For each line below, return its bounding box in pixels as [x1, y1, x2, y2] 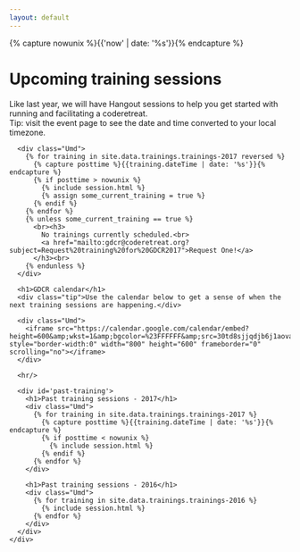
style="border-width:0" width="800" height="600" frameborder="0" [9, 339, 262, 348]
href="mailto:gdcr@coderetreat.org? [53, 238, 190, 247]
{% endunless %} [25, 261, 87, 271]
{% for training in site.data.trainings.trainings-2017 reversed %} [25, 152, 286, 161]
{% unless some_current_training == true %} [25, 214, 194, 223]
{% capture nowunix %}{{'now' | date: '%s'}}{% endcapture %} [9, 38, 244, 48]
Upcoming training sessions [9, 69, 222, 89]
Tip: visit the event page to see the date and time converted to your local [9, 117, 277, 128]
